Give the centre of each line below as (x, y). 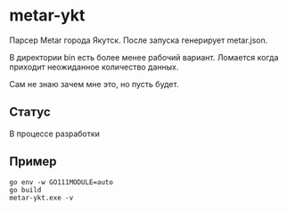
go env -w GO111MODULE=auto (61, 182)
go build (25, 190)
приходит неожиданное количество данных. (94, 67)
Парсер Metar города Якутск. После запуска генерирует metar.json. (139, 40)
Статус (30, 112)
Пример (33, 162)
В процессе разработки (55, 134)
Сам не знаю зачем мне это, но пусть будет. (94, 84)
